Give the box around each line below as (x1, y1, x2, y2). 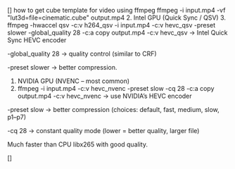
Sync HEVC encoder (7, 36, 67, 44)
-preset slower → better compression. (7, 63, 118, 71)
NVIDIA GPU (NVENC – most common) (17, 77, 130, 85)
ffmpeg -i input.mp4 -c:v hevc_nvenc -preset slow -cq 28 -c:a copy (17, 84, 215, 92)
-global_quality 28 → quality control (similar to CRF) (7, 49, 157, 58)
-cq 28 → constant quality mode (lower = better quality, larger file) (7, 127, 200, 134)
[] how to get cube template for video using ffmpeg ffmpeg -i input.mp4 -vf (7, 6, 226, 14)
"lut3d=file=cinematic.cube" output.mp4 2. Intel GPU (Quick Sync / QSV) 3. (7, 13, 227, 22)
